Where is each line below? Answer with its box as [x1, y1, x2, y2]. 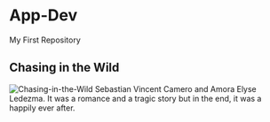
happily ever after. [9, 103, 75, 113]
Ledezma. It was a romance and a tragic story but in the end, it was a [9, 93, 262, 103]
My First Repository [9, 34, 82, 45]
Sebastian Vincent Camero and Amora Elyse [94, 83, 258, 94]
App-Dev [9, 5, 78, 26]
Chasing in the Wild [9, 60, 120, 75]
